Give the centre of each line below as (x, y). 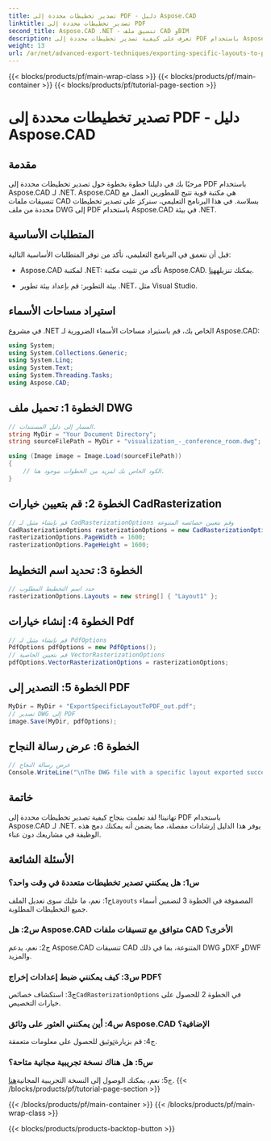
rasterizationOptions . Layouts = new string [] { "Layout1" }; (113, 596)
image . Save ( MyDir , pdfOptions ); (63, 721)
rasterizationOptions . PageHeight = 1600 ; (79, 545)
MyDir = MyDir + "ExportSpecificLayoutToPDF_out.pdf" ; (102, 706)
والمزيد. (20, 956)
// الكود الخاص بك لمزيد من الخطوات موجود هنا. (94, 472)
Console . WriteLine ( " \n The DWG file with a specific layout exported (126, 773)
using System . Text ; (41, 368)
